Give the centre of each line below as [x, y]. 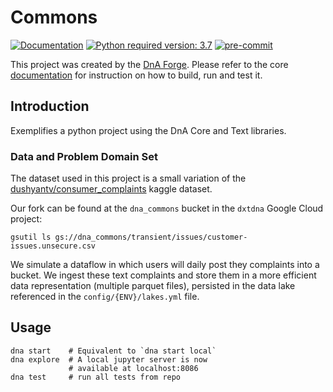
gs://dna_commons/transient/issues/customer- [151, 237]
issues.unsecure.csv [53, 246]
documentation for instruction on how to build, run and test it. [136, 75]
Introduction [50, 106]
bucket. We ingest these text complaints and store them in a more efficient [163, 275]
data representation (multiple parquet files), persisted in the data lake [153, 286]
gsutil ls [31, 237]
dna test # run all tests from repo [96, 377]
